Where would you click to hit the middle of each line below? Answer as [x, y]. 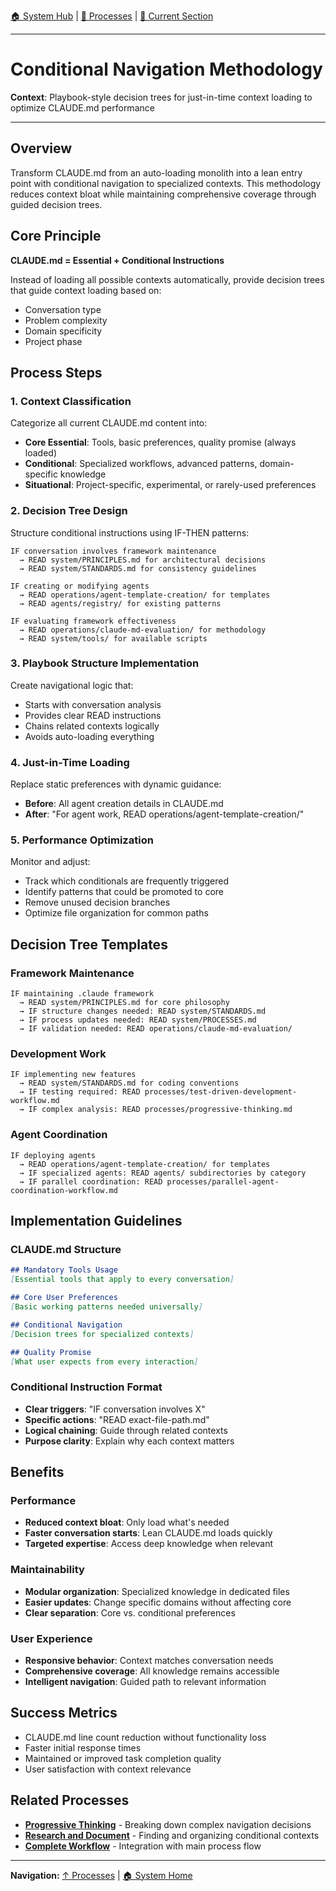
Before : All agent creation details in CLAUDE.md [124, 804]
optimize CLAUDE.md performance [82, 107]
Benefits [37, 1472]
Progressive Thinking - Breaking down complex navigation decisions [168, 1824]
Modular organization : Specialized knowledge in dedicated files [157, 1591]
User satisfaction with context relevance [108, 1769]
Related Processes [70, 1800]
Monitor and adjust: [50, 862]
